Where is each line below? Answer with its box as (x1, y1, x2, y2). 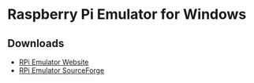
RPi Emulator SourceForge (18, 66, 105, 75)
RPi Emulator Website (18, 57, 89, 67)
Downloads (7, 37, 65, 50)
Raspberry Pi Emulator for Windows (7, 5, 247, 23)
